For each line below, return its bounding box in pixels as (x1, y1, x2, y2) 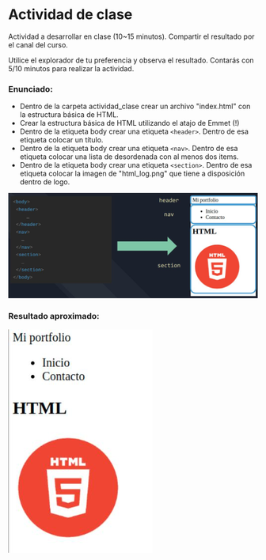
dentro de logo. (19, 177, 70, 187)
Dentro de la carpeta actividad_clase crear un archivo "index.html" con (19, 101, 251, 112)
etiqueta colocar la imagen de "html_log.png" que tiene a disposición (19, 168, 245, 179)
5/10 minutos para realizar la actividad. (8, 63, 135, 73)
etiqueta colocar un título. (19, 135, 104, 145)
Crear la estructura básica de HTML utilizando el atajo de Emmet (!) (19, 119, 240, 128)
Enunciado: (8, 83, 53, 94)
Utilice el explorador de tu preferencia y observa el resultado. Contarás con (8, 55, 255, 65)
